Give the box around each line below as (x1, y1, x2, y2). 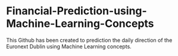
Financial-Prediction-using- (6, 4, 147, 18)
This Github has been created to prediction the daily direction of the (6, 36, 173, 43)
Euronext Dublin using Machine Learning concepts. (6, 43, 132, 50)
